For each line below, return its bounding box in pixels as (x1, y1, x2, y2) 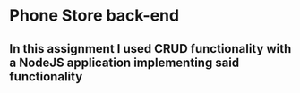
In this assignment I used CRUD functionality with (9, 41, 292, 56)
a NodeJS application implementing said (9, 55, 240, 70)
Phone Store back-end (9, 5, 180, 26)
